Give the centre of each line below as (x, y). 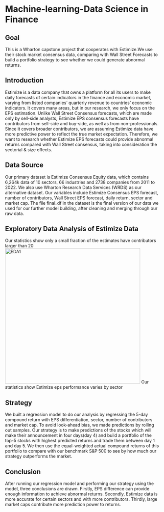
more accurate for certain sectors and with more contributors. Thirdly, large (81, 499)
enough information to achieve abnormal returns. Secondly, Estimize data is (81, 494)
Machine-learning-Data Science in (77, 9)
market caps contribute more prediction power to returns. (63, 505)
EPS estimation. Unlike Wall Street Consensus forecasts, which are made (79, 113)
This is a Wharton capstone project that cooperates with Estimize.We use (79, 49)
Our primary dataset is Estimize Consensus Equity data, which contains (77, 177)
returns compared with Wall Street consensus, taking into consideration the (81, 144)
